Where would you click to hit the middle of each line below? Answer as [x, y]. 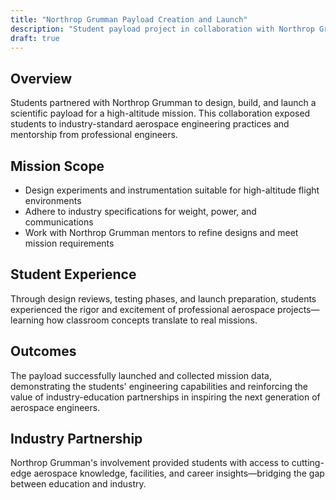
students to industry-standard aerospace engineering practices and [150, 124]
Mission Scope [57, 166]
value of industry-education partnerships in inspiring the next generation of [165, 397]
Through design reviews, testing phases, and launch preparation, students [163, 298]
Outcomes [43, 351]
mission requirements [69, 243]
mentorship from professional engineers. [94, 135]
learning [27, 320]
